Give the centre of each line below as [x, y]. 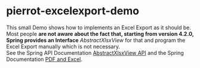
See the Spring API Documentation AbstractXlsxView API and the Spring [95, 52]
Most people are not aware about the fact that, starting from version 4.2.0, [100, 33]
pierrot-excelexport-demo [73, 11]
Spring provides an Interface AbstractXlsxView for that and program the [96, 40]
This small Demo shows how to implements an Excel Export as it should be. [99, 27]
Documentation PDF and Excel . [44, 59]
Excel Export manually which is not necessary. [63, 47]
